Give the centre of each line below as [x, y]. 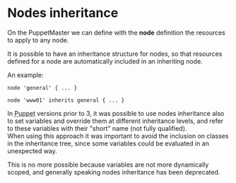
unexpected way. [33, 150]
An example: [25, 75]
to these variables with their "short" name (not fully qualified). [97, 128]
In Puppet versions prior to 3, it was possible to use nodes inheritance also [116, 113]
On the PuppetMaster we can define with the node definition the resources [117, 33]
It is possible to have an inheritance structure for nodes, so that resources [115, 54]
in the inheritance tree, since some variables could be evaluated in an [108, 143]
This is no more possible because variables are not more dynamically [108, 165]
